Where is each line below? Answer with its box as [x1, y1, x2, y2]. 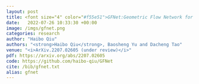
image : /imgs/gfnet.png [6, 25, 66, 31]
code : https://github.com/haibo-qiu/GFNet [6, 58, 113, 64]
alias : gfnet [6, 69, 39, 75]
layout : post [6, 8, 39, 15]
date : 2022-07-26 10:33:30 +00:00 [6, 20, 97, 25]
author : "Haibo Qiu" [6, 36, 58, 42]
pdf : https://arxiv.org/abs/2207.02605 [6, 53, 105, 59]
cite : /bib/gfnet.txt [6, 63, 60, 70]
